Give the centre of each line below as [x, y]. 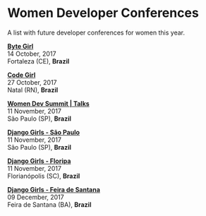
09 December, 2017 [36, 197]
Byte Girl [20, 46]
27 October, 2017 [32, 82]
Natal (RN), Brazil [33, 90]
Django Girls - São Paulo [43, 132]
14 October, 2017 [32, 54]
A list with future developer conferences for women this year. [96, 32]
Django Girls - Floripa [39, 161]
